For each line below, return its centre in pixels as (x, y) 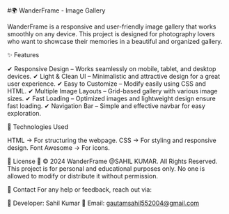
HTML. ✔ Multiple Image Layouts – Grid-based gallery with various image (112, 91)
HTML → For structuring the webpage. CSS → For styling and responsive (112, 140)
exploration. (24, 113)
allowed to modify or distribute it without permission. (83, 176)
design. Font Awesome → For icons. (58, 148)
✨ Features (23, 55)
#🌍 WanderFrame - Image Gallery (56, 10)
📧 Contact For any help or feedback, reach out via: (79, 190)
